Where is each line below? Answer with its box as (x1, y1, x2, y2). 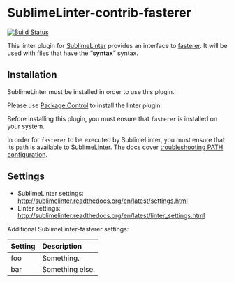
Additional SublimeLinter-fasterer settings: (7, 224, 129, 233)
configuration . (7, 150, 47, 158)
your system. (7, 122, 45, 130)
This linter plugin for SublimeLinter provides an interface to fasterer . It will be (7, 41, 228, 49)
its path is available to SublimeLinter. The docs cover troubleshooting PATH (7, 143, 224, 151)
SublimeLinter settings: (17, 189, 84, 197)
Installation (7, 69, 57, 81)
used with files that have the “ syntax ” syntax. (7, 49, 138, 57)
